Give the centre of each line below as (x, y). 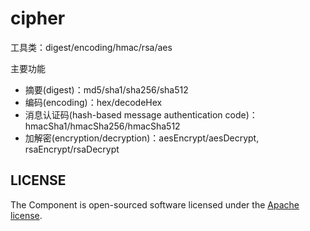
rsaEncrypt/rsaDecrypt (72, 149)
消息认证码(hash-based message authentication (123, 114)
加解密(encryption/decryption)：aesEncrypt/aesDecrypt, (142, 138)
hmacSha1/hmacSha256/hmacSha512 (102, 126)
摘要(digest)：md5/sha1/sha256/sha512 (106, 89)
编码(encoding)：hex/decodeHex (93, 102)
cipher (38, 18)
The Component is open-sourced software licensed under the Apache (155, 204)
